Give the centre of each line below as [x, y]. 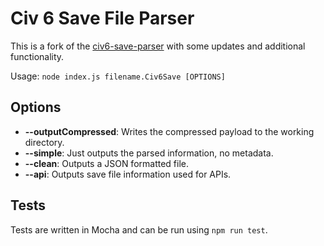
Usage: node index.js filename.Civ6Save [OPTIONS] [118, 76]
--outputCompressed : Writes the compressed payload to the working [169, 131]
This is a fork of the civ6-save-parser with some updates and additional [158, 46]
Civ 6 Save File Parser [102, 18]
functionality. [37, 56]
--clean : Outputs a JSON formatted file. [107, 163]
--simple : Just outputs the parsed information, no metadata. [149, 153]
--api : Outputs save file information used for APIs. [128, 174]
